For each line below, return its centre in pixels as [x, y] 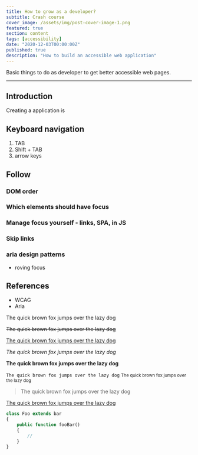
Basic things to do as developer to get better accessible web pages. [89, 72]
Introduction [29, 96]
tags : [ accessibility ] [34, 39]
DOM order [22, 191]
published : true [26, 50]
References [28, 286]
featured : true [25, 28]
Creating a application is [36, 110]
